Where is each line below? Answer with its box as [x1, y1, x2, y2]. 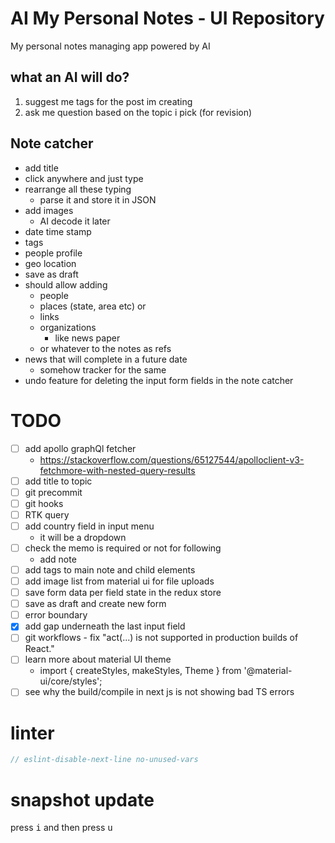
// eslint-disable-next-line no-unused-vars [10, 755, 199, 765]
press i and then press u [10, 822, 113, 834]
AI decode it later [39, 215, 111, 227]
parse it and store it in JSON [39, 193, 157, 206]
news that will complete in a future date [24, 353, 188, 365]
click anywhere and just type [24, 172, 144, 184]
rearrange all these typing [24, 183, 132, 195]
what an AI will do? [10, 69, 130, 86]
